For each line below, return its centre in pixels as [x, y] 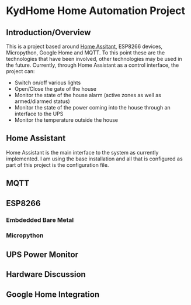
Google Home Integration [53, 294]
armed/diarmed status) [42, 101]
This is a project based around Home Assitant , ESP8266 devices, [84, 46]
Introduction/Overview [48, 32]
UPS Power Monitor [42, 254]
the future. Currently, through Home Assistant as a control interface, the [93, 65]
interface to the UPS [39, 114]
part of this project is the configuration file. [58, 165]
